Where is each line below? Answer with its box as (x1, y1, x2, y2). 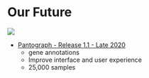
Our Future (7, 4, 72, 20)
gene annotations (28, 48, 80, 56)
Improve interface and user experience (28, 56, 143, 64)
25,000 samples (28, 63, 76, 71)
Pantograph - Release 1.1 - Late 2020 (17, 40, 126, 49)
